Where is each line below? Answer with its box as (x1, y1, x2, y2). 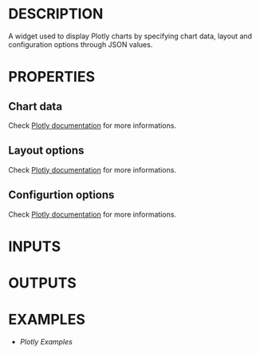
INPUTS (8, 237, 61, 256)
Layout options (8, 144, 85, 157)
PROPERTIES (8, 68, 96, 86)
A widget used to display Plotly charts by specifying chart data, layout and (8, 31, 253, 41)
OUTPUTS (8, 273, 77, 292)
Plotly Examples (19, 336, 73, 346)
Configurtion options (8, 189, 115, 202)
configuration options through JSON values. (8, 39, 153, 49)
